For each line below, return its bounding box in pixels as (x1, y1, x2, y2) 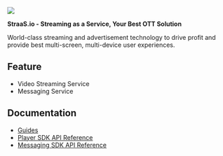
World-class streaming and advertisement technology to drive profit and (7, 34, 216, 41)
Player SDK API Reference (17, 133, 93, 141)
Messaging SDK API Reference (17, 141, 107, 149)
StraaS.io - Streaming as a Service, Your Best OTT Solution (7, 20, 182, 28)
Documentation (7, 107, 77, 119)
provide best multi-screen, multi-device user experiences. (7, 41, 175, 49)
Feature (7, 61, 42, 73)
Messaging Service (17, 87, 74, 95)
